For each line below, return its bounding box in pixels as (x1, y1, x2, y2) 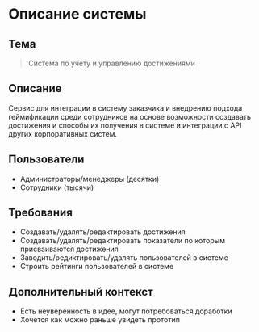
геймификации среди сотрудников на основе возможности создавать (8, 111, 252, 121)
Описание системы (8, 5, 147, 23)
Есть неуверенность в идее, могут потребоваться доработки (19, 306, 232, 316)
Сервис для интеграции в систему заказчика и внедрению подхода (8, 103, 243, 113)
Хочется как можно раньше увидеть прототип (19, 315, 180, 325)
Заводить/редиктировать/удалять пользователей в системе (19, 253, 228, 263)
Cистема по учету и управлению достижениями (27, 58, 196, 68)
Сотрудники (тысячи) (19, 183, 94, 192)
